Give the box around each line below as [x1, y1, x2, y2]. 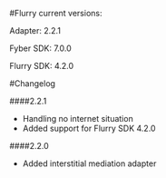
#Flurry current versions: [9, 8, 103, 18]
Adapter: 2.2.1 [9, 25, 62, 35]
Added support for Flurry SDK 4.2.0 [22, 123, 156, 133]
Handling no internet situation [22, 114, 133, 124]
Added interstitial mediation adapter [22, 158, 157, 169]
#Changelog [9, 78, 56, 89]
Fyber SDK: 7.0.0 [9, 43, 72, 54]
